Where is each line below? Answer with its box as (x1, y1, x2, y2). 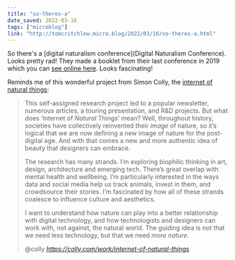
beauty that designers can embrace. (24, 144, 131, 152)
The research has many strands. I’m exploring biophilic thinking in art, (24, 158, 228, 166)
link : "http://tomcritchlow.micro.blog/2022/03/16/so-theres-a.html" (7, 30, 217, 37)
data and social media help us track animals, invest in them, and (24, 180, 211, 189)
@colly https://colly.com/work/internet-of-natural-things (24, 244, 190, 254)
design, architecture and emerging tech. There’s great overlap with (24, 165, 219, 173)
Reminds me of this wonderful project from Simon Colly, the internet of (7, 78, 213, 87)
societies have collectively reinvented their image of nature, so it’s (24, 121, 217, 130)
